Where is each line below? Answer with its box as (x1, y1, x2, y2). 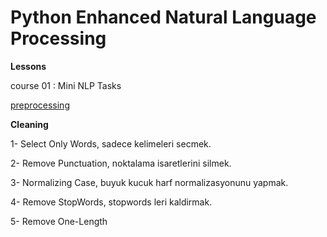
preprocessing (10, 99, 70, 111)
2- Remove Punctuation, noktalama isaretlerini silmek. (10, 157, 232, 169)
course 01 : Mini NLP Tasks (10, 79, 122, 91)
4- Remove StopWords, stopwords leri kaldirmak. (10, 196, 213, 208)
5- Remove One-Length (10, 215, 108, 227)
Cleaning (10, 118, 49, 130)
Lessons (10, 60, 47, 72)
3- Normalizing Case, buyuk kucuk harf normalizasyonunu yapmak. (10, 176, 289, 188)
